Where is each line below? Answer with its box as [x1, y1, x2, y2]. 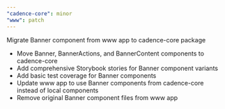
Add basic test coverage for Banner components [16, 71, 157, 80]
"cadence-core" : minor [6, 10, 72, 17]
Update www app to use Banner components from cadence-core [16, 78, 204, 87]
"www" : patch [6, 17, 45, 24]
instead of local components [16, 86, 99, 94]
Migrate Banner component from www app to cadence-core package [6, 35, 206, 44]
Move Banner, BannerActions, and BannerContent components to [16, 49, 205, 58]
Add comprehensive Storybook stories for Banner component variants [16, 64, 219, 72]
